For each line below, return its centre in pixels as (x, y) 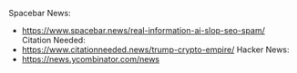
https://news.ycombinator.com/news (91, 59)
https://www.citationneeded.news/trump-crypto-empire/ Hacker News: (155, 50)
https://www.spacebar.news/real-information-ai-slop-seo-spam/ (143, 30)
